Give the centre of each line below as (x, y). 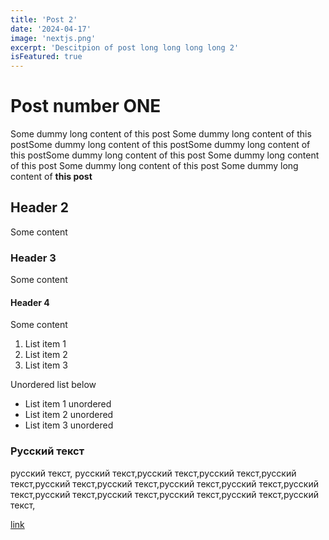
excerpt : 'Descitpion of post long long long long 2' (125, 47)
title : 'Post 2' (44, 19)
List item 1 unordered (68, 404)
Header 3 (33, 258)
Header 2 (40, 207)
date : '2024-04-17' (51, 29)
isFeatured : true (46, 57)
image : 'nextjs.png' (53, 38)
